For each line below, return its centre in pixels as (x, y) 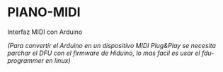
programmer (26, 60)
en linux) (58, 60)
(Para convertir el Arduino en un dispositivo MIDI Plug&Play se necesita (111, 45)
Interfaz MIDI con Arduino (45, 32)
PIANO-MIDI (44, 12)
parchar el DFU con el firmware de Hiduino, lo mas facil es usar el (104, 53)
